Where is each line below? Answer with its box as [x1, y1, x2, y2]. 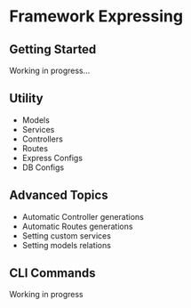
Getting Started [9, 42, 97, 57]
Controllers [21, 134, 64, 144]
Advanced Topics [9, 188, 108, 203]
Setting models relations [21, 239, 111, 250]
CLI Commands [9, 265, 96, 281]
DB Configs [21, 162, 65, 173]
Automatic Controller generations [21, 211, 144, 222]
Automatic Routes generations [21, 221, 133, 231]
